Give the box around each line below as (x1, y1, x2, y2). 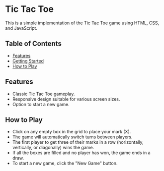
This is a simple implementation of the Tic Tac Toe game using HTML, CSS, (5, 20, 160, 26)
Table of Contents (5, 40, 62, 48)
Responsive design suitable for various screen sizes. (12, 96, 120, 102)
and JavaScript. (5, 25, 37, 31)
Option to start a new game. (12, 101, 70, 107)
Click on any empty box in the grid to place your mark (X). (12, 129, 131, 135)
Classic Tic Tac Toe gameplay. (12, 91, 75, 97)
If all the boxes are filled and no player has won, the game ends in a (12, 150, 151, 156)
